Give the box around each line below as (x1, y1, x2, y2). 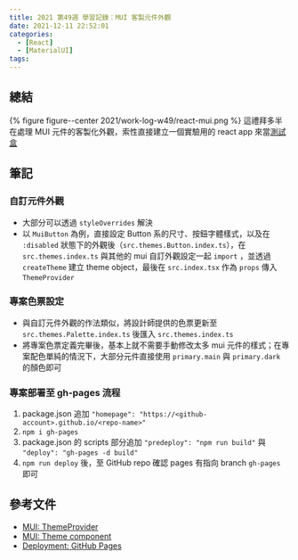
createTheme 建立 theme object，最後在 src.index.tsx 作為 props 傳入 (21, 261, 278, 272)
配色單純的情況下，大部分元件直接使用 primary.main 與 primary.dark (29, 350, 281, 361)
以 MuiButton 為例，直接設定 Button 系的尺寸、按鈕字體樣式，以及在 (21, 228, 271, 239)
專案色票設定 (9, 295, 65, 308)
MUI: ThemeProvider (21, 521, 99, 531)
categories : (9, 29, 53, 38)
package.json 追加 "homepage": (21, 408, 136, 419)
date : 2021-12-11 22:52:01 (9, 21, 109, 30)
